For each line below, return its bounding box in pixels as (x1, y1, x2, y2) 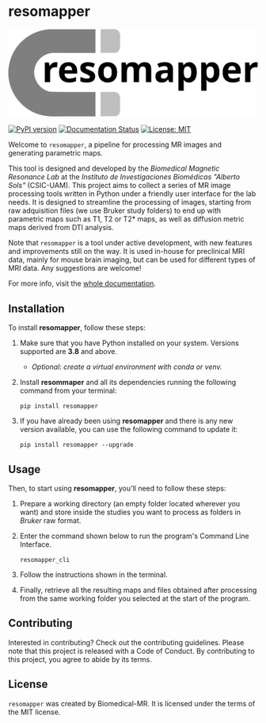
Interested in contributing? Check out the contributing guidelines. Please (8, 637, 245, 647)
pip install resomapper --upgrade (19, 441, 134, 449)
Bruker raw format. (19, 515, 82, 525)
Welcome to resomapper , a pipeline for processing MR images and (8, 140, 222, 149)
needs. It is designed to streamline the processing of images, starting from (8, 198, 252, 207)
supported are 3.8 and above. (19, 347, 117, 356)
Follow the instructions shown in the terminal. (19, 570, 168, 579)
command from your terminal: (19, 386, 117, 395)
